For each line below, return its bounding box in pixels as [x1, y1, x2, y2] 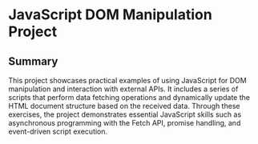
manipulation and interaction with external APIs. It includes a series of [8, 84, 239, 94]
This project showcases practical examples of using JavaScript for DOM [8, 76, 247, 85]
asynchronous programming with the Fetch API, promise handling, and [8, 118, 241, 127]
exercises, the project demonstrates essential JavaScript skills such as [8, 110, 242, 119]
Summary [8, 54, 58, 68]
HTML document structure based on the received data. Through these [8, 102, 240, 110]
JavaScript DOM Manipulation [8, 6, 212, 24]
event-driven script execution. [8, 126, 108, 136]
